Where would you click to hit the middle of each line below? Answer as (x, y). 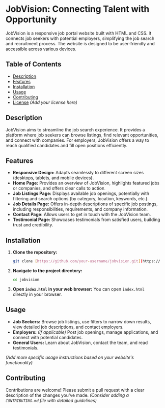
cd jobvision (26, 280)
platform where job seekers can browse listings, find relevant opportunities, (82, 135)
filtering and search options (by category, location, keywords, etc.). (81, 199)
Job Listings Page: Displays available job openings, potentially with (81, 193)
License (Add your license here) (45, 102)
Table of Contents (34, 64)
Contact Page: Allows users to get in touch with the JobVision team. (82, 215)
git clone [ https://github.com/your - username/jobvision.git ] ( (78, 261)
